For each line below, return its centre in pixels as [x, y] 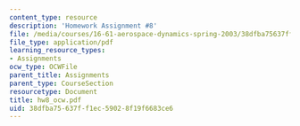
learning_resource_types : [57, 51]
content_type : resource [54, 17]
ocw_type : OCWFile [43, 67]
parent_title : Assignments [59, 75]
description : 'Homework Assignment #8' [83, 26]
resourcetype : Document [54, 91]
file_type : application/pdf [62, 42]
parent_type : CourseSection [62, 83]
